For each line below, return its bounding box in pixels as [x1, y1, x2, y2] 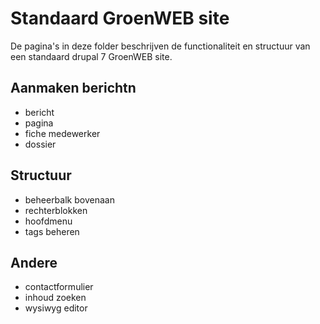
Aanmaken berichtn [10, 80, 137, 97]
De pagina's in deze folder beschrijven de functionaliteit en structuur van [10, 40, 311, 52]
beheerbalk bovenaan [24, 193, 115, 206]
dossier [24, 138, 57, 150]
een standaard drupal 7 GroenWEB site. [10, 50, 173, 62]
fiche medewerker [24, 127, 101, 139]
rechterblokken [24, 204, 88, 216]
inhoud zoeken [24, 292, 87, 304]
